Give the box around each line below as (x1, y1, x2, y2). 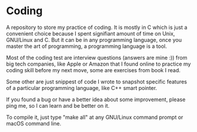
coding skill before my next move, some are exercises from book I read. (6, 66, 180, 73)
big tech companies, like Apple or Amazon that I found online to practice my (6, 60, 191, 67)
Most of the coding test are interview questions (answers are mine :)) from (6, 54, 188, 61)
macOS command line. (6, 120, 62, 127)
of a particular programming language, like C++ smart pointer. (6, 84, 157, 91)
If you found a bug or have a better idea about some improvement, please (6, 96, 186, 103)
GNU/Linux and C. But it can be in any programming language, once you (6, 36, 182, 43)
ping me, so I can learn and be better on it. (6, 102, 110, 109)
